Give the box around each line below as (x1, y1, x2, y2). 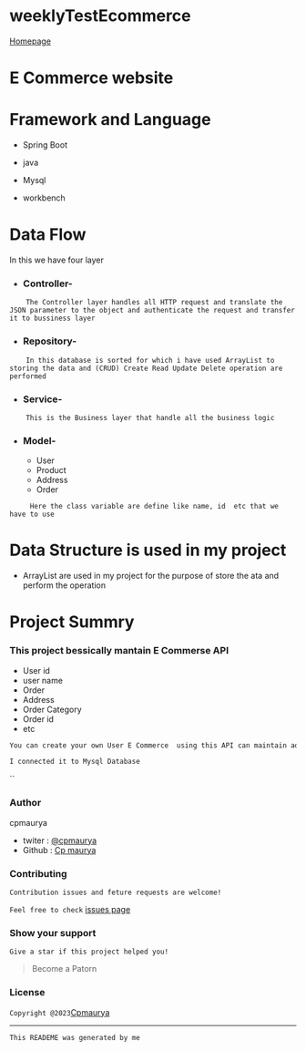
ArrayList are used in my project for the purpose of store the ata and (22, 571, 280, 582)
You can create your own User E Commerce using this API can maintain (9, 740, 287, 750)
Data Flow (9, 224, 87, 245)
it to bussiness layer (9, 314, 96, 324)
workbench (22, 192, 66, 203)
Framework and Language (9, 109, 211, 130)
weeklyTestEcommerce (9, 5, 191, 26)
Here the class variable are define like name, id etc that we (29, 502, 280, 511)
